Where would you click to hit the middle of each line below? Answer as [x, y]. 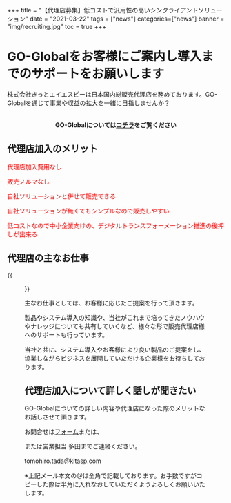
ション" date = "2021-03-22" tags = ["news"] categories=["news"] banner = [116, 19]
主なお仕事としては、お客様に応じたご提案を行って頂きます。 [111, 303]
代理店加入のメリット [52, 149]
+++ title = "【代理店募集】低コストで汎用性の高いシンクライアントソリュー [115, 10]
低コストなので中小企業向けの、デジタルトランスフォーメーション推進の [110, 225]
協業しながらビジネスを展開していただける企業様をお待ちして [112, 358]
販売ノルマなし [28, 181]
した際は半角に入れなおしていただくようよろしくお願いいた [121, 484]
